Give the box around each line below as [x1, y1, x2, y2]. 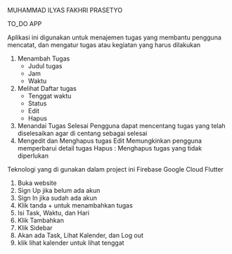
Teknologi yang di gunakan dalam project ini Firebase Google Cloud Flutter [7, 165, 224, 173]
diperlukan [17, 151, 49, 160]
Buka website [17, 179, 58, 187]
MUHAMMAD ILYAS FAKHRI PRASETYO [7, 6, 123, 14]
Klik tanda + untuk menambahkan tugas [17, 201, 134, 210]
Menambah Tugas [17, 54, 70, 63]
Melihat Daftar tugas [17, 84, 77, 92]
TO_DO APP [7, 20, 42, 27]
